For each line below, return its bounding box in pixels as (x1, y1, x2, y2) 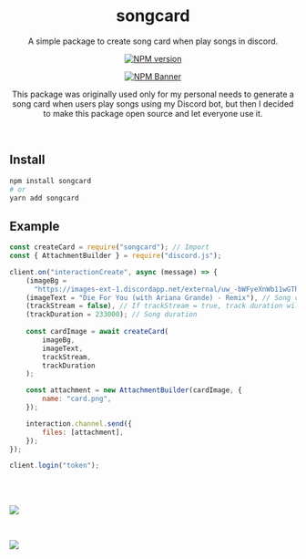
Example (9, 218, 60, 233)
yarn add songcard (9, 193, 79, 202)
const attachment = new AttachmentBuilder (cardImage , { (25, 386, 243, 395)
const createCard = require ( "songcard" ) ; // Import (9, 243, 209, 252)
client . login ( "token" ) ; (9, 461, 100, 471)
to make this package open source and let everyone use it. (43, 108, 263, 119)
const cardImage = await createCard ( (25, 327, 169, 336)
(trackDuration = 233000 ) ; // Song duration (25, 310, 198, 319)
